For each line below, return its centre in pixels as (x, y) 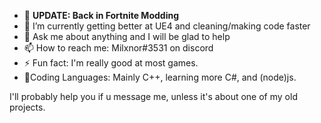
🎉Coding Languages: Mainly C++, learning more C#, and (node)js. (160, 77)
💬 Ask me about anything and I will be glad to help (127, 36)
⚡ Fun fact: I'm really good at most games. (111, 63)
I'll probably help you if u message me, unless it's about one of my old (153, 96)
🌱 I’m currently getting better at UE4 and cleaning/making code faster (167, 26)
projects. (27, 107)
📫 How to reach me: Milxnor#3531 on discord (118, 48)
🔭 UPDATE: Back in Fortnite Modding (101, 15)
